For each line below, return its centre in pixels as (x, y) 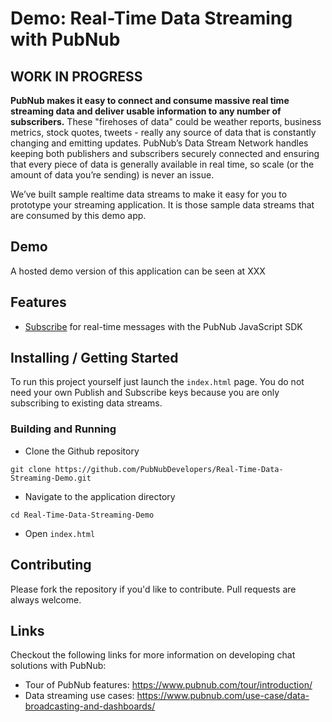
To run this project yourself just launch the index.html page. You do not (157, 382)
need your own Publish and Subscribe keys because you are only (145, 393)
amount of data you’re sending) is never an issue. (112, 175)
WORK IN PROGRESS (76, 76)
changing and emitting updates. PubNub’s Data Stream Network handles (159, 143)
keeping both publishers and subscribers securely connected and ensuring (165, 153)
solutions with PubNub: (58, 666)
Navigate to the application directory (100, 496)
